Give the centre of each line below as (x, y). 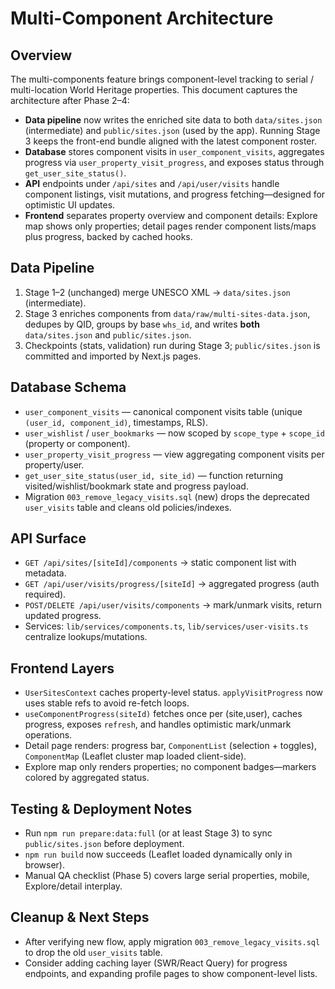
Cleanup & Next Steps (80, 917)
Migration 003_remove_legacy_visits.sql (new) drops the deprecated (167, 496)
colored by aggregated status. (87, 778)
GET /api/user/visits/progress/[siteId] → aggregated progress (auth (172, 584)
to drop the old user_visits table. (93, 952)
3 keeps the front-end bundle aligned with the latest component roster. (170, 141)
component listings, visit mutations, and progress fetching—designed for (175, 194)
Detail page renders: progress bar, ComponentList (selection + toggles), (170, 746)
